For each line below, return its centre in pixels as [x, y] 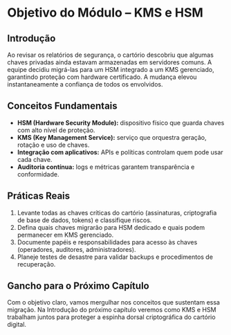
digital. [17, 325]
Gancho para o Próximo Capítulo [78, 286]
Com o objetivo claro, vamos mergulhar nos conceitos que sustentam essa [113, 302]
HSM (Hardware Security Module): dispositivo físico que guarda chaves [121, 123]
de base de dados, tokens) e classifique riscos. [84, 220]
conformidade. [38, 174]
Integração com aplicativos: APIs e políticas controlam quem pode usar [120, 152]
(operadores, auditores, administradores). [76, 249]
